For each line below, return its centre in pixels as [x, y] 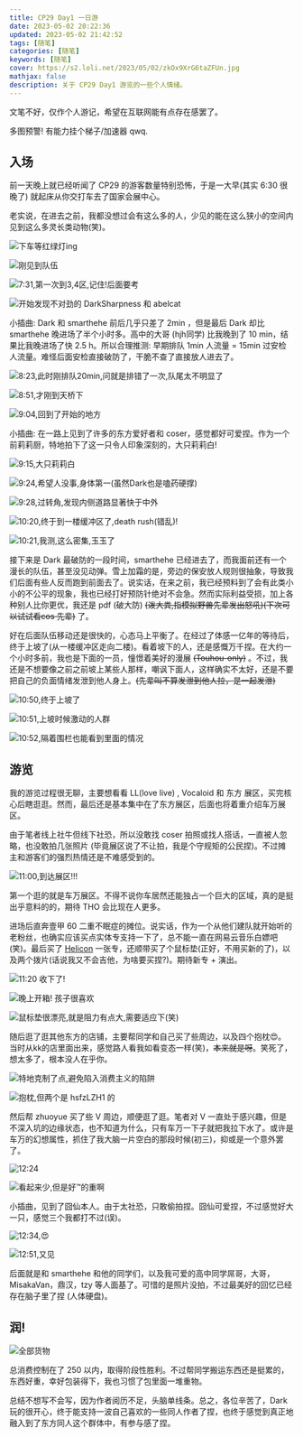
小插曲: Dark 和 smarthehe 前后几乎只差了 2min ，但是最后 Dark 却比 [137, 323]
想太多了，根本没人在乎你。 [61, 1059]
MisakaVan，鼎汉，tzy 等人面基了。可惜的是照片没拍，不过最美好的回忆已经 [151, 1285]
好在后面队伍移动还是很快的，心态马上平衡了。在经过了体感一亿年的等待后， [151, 635]
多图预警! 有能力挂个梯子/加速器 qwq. [79, 131]
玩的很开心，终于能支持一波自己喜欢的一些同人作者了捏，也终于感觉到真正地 [151, 1412]
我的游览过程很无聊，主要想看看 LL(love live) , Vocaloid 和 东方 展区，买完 [147, 793]
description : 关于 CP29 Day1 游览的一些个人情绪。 [98, 85]
